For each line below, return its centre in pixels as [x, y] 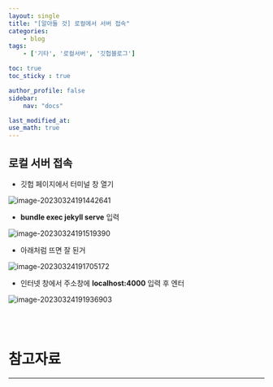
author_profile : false [47, 90]
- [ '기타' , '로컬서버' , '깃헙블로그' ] [79, 54]
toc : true [25, 69]
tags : [17, 46]
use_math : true [34, 128]
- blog [34, 39]
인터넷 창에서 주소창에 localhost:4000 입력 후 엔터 [102, 283]
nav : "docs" [43, 106]
